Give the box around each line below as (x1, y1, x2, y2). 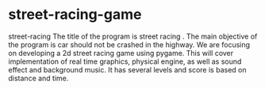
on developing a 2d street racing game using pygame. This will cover (8, 48, 234, 57)
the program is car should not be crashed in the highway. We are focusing (8, 39, 251, 49)
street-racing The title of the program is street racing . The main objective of (8, 32, 258, 41)
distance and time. (8, 73, 69, 83)
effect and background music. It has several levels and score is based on (8, 65, 247, 74)
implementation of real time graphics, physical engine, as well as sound (8, 57, 242, 66)
